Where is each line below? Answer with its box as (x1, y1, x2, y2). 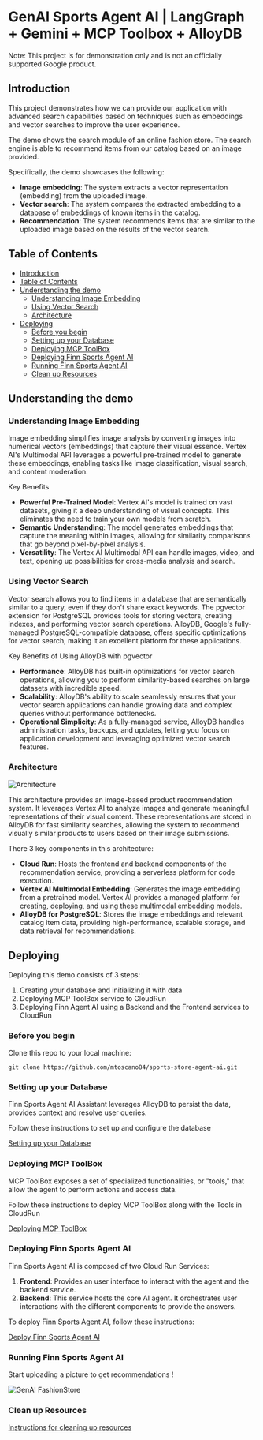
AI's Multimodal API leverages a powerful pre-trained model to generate (8, 450, 242, 459)
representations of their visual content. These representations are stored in (8, 812, 252, 821)
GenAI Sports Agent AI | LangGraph (8, 8, 245, 26)
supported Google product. (8, 59, 97, 69)
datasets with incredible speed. (19, 683, 122, 692)
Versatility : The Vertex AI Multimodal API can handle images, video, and (19, 548, 254, 557)
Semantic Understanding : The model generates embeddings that (19, 523, 234, 532)
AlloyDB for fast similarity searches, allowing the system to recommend (8, 819, 240, 829)
